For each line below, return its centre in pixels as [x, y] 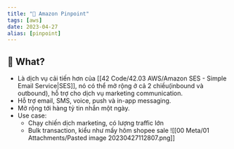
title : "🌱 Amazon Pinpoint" [48, 14]
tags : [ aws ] [25, 20]
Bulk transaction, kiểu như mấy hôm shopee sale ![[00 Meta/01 [118, 131]
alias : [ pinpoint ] [34, 33]
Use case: [32, 115]
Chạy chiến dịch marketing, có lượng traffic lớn [96, 123]
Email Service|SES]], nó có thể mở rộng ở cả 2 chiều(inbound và [110, 86]
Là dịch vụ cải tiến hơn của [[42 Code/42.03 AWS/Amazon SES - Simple [122, 78]
